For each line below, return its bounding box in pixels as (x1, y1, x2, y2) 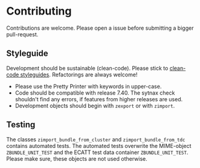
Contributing (6, 4, 72, 18)
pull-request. (6, 30, 39, 38)
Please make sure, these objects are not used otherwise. (6, 155, 147, 162)
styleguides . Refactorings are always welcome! (20, 71, 138, 78)
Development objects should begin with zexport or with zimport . (15, 102, 175, 109)
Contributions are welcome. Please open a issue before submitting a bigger (6, 24, 194, 32)
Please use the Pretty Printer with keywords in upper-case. (15, 82, 162, 90)
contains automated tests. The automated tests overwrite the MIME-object (6, 142, 192, 149)
